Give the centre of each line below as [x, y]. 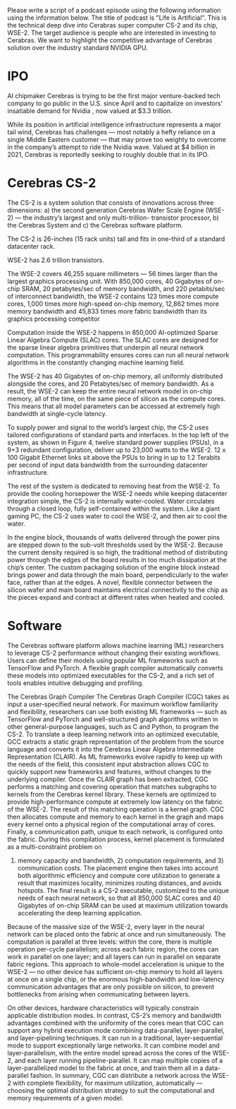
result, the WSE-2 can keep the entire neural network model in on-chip [110, 391]
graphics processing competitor [54, 319]
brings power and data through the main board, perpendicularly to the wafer [118, 574]
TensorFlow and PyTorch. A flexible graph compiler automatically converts [115, 668]
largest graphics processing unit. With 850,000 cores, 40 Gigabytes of [110, 281]
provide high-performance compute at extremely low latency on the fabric [115, 802]
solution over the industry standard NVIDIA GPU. [77, 48]
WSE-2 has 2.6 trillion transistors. [56, 260]
